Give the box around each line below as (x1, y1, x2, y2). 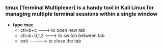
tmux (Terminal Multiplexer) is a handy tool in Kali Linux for (5, 4, 154, 11)
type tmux (12, 22, 33, 28)
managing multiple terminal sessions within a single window (5, 10, 158, 17)
